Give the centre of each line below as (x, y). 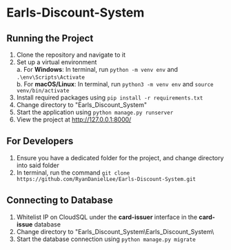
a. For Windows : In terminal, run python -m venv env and (97, 69)
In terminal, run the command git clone (73, 172)
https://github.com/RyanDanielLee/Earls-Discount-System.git (106, 179)
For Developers (40, 141)
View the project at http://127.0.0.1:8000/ (74, 119)
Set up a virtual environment (57, 62)
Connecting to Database (60, 201)
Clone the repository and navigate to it (71, 55)
